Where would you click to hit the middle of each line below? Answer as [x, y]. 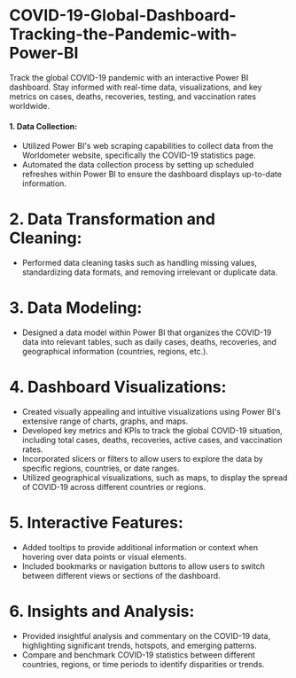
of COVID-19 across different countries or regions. [114, 487]
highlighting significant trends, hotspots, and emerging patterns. [139, 645]
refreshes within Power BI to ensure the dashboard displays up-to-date [152, 175]
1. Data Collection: [43, 126]
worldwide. [30, 105]
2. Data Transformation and [112, 219]
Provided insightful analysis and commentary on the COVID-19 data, [146, 635]
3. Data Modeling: [76, 308]
